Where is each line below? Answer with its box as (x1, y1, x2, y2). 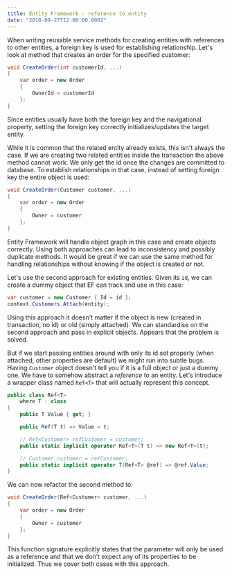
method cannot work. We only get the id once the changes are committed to (7, 158, 225, 167)
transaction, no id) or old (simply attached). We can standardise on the (7, 320, 209, 328)
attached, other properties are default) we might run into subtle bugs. (7, 356, 206, 365)
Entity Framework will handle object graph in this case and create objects (7, 237, 217, 246)
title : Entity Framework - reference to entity (7, 10, 148, 17)
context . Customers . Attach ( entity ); (7, 300, 110, 308)
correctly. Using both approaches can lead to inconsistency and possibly (7, 244, 215, 253)
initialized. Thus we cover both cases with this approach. (7, 560, 170, 568)
